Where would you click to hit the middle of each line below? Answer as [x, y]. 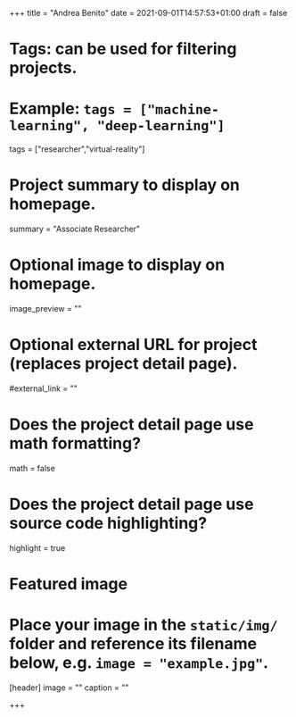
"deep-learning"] [161, 126]
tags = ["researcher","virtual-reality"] [77, 149]
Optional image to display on [117, 265]
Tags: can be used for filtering [123, 49]
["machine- [180, 110]
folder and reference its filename [133, 644]
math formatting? [75, 443]
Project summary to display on [125, 185]
